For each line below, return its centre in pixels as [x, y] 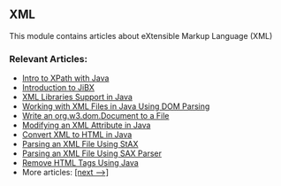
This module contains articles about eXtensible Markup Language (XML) [141, 35]
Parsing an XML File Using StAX [80, 144]
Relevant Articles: [49, 58]
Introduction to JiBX [58, 88]
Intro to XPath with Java [65, 78]
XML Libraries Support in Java [77, 97]
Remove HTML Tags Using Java [80, 163]
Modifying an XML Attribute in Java [86, 125]
